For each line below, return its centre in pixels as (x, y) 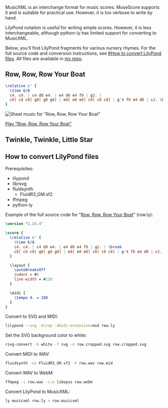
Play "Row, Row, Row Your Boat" (38, 124)
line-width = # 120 (33, 279)
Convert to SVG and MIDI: (32, 317)
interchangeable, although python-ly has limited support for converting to (81, 33)
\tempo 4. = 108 (31, 298)
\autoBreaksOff (30, 270)
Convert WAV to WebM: (29, 373)
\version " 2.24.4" (24, 224)
